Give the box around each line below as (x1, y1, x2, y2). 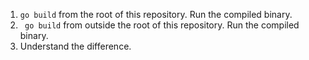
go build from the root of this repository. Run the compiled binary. (19, 9, 293, 20)
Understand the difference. (19, 40, 132, 52)
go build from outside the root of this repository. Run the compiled (24, 19, 300, 31)
